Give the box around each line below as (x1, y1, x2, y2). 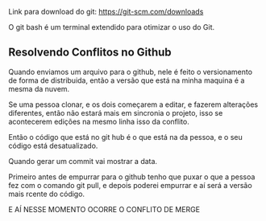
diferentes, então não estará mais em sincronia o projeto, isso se (8, 108, 223, 117)
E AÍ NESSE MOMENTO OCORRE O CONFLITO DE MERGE (8, 204, 200, 214)
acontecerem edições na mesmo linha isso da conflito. (8, 117, 189, 126)
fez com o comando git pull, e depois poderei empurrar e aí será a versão (8, 180, 252, 190)
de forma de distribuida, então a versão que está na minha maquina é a (8, 76, 245, 85)
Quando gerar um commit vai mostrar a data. (8, 156, 158, 166)
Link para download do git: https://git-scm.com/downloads (8, 7, 204, 16)
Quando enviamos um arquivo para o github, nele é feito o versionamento (8, 67, 252, 76)
